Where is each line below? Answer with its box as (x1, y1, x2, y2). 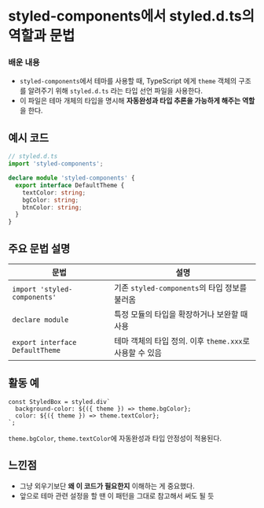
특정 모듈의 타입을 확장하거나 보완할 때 (113, 309, 248, 320)
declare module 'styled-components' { (8, 174, 135, 182)
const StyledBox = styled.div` (8, 398, 111, 406)
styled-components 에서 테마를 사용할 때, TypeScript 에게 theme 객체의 (19, 76, 237, 86)
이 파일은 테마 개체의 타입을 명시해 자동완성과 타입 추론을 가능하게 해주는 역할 (19, 96, 255, 106)
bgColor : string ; (22, 196, 79, 204)
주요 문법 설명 (8, 242, 71, 255)
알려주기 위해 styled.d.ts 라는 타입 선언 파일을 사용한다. (27, 86, 203, 95)
